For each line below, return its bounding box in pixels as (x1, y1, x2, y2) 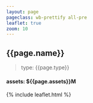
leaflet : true (6, 20, 42, 26)
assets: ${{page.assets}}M (6, 78, 76, 85)
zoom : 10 (6, 25, 28, 32)
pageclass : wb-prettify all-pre (6, 14, 87, 20)
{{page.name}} (6, 48, 65, 58)
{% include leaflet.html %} (6, 91, 71, 98)
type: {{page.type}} (20, 64, 70, 71)
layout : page (6, 8, 39, 15)
